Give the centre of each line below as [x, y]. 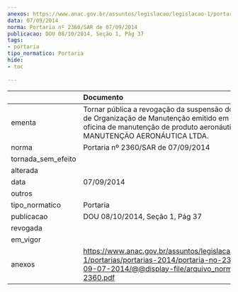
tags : [15, 40]
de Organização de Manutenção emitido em [156, 118]
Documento [103, 97]
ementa [24, 123]
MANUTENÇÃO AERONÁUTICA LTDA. [146, 135]
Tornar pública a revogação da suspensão [153, 109]
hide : [15, 60]
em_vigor [26, 240]
